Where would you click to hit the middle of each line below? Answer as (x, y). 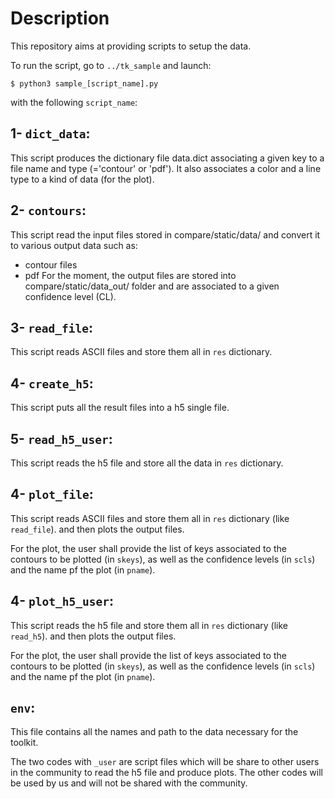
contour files (51, 264)
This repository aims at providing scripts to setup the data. (131, 46)
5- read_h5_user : (61, 438)
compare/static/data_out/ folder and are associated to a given (152, 286)
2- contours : (48, 210)
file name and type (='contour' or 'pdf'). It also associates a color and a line (166, 168)
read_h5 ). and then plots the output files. (93, 636)
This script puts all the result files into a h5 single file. (120, 408)
